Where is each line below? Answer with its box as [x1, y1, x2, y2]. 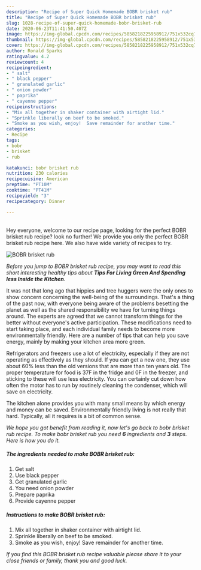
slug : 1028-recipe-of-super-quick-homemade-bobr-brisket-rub [6, 20, 162, 26]
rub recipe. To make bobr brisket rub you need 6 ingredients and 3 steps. [6, 430, 187, 437]
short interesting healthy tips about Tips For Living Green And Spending [6, 268, 186, 276]
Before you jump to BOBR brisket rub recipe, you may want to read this [6, 262, 181, 270]
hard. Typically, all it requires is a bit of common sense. [6, 412, 142, 419]
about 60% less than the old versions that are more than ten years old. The [6, 362, 191, 369]
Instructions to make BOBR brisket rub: [6, 511, 106, 518]
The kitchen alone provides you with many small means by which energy [6, 399, 185, 407]
